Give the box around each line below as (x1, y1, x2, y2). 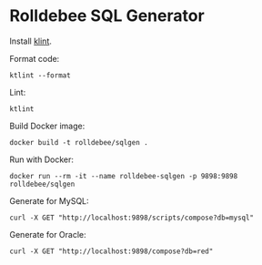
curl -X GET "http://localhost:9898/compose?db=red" (9, 247, 214, 256)
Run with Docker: (9, 154, 75, 165)
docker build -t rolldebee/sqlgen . (9, 138, 148, 147)
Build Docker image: (9, 120, 86, 131)
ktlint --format (9, 70, 71, 80)
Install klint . (9, 36, 53, 46)
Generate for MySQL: (9, 195, 89, 206)
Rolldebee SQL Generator (9, 5, 205, 26)
